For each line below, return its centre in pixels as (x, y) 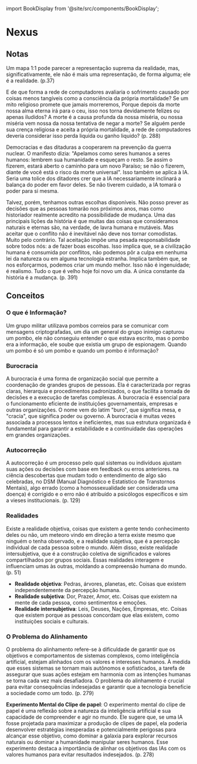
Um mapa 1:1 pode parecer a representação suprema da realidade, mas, (93, 68)
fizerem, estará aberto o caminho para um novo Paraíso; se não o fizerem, (96, 166)
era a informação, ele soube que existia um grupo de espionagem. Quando (96, 344)
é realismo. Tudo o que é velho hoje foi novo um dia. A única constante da (95, 271)
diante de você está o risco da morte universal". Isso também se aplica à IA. (98, 172)
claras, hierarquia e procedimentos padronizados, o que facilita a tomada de (98, 391)
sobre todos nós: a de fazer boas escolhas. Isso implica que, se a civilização (98, 246)
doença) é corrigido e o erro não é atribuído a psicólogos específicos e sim (97, 494)
